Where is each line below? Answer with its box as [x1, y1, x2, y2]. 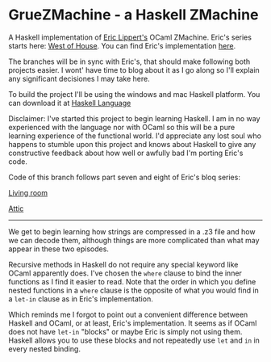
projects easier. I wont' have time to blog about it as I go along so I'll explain [8, 65, 260, 74]
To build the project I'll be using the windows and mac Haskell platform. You [8, 89, 261, 99]
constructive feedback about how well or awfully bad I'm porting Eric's [8, 148, 244, 158]
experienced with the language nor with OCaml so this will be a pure [8, 122, 236, 132]
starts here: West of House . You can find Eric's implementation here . [8, 40, 236, 50]
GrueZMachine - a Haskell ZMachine [8, 6, 259, 24]
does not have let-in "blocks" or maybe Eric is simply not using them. [8, 326, 243, 336]
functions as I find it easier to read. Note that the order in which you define [8, 276, 256, 286]
